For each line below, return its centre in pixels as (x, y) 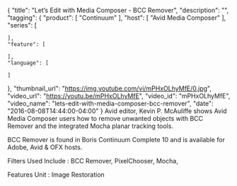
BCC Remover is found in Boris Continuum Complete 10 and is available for (116, 140)
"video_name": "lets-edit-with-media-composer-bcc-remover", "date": (110, 103)
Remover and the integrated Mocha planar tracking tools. (90, 126)
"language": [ (28, 63)
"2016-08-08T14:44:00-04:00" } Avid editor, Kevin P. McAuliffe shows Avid (117, 111)
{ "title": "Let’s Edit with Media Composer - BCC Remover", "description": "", (118, 10)
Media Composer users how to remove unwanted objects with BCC (105, 118)
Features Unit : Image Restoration (56, 175)
